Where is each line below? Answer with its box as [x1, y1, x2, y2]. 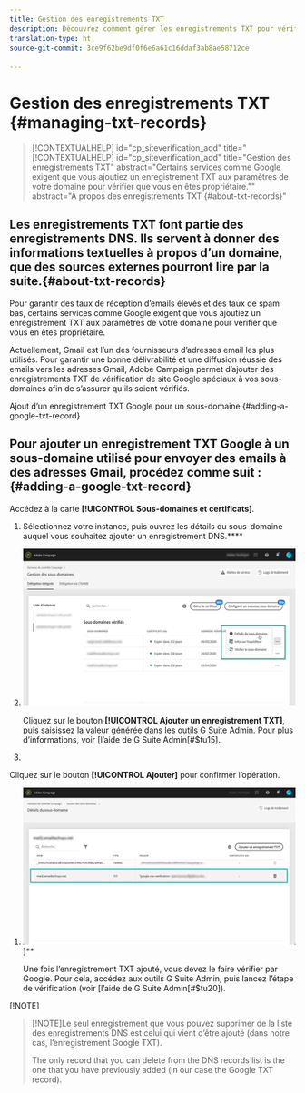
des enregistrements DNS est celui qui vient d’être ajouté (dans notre [31, 1027, 290, 1039]
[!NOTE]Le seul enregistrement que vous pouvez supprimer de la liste [31, 1018, 293, 1029]
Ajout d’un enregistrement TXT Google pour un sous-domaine [9, 400, 241, 411]
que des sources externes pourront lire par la [9, 260, 270, 275]
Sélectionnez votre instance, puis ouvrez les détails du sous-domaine [22, 520, 283, 531]
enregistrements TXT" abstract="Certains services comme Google [31, 162, 281, 172]
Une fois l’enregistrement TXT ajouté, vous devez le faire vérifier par [22, 963, 279, 974]
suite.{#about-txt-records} [9, 273, 166, 290]
